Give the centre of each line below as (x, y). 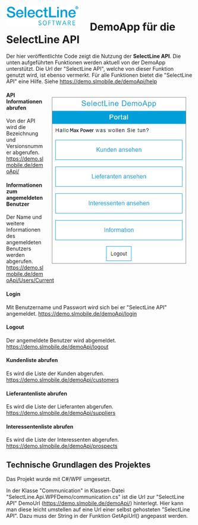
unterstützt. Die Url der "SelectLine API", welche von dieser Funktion (90, 68)
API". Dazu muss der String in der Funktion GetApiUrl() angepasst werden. (97, 516)
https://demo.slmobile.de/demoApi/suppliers (61, 413)
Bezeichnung (22, 134)
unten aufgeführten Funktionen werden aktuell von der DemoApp (86, 62)
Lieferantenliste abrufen (37, 393)
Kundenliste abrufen (32, 360)
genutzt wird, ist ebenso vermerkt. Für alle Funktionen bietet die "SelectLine (99, 75)
